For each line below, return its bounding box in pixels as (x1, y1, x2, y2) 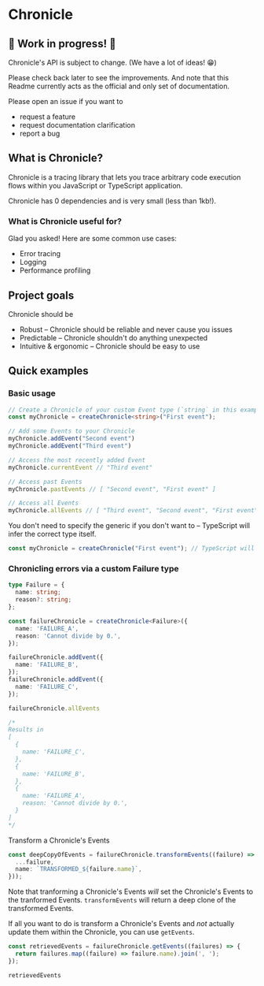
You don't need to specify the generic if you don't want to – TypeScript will (8, 521, 250, 530)
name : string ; (15, 589, 61, 597)
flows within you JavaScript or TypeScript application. (8, 180, 183, 190)
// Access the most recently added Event (8, 456, 146, 464)
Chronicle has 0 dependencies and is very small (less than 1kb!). (8, 195, 217, 206)
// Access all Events (8, 499, 79, 508)
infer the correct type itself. (8, 530, 97, 539)
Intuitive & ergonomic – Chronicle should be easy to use (19, 341, 200, 351)
